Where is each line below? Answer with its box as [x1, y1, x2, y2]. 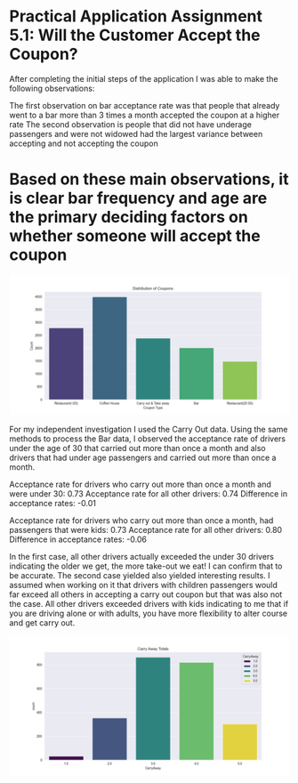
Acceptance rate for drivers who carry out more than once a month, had [9, 514, 274, 526]
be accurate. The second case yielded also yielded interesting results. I [9, 569, 270, 580]
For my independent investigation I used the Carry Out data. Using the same [9, 424, 288, 434]
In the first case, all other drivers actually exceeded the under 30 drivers [9, 551, 274, 561]
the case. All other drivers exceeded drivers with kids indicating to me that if [9, 598, 289, 609]
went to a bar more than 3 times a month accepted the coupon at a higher [9, 109, 280, 120]
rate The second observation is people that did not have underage [9, 118, 252, 130]
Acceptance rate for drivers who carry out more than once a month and [9, 479, 271, 489]
